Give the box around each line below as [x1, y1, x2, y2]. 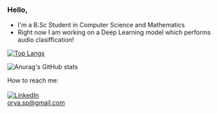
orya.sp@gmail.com [7, 99, 65, 107]
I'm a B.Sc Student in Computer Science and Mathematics [17, 21, 185, 29]
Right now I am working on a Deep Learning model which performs [17, 28, 212, 36]
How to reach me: [7, 76, 59, 85]
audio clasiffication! [17, 36, 75, 44]
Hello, [7, 5, 28, 15]
